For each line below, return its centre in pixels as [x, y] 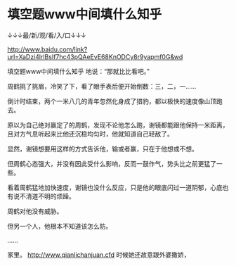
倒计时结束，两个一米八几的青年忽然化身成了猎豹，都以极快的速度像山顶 [112, 101]
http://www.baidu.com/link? [47, 49]
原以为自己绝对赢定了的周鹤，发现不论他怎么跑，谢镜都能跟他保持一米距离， [118, 125]
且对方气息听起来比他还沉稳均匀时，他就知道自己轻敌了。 [90, 134]
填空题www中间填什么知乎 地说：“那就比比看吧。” [78, 71]
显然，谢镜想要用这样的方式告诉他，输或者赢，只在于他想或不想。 [103, 148]
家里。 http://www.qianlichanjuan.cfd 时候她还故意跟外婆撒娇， [99, 255]
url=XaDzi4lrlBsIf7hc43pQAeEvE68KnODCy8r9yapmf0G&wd [95, 56]
